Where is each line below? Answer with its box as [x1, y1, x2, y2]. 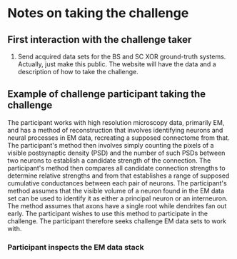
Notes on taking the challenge [7, 5, 189, 21]
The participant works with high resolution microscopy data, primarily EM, [7, 118, 225, 126]
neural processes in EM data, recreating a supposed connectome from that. [7, 133, 230, 142]
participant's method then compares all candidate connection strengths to [7, 163, 226, 172]
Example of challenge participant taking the [7, 88, 206, 101]
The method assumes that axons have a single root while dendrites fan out [7, 201, 227, 210]
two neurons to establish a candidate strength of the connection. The [7, 156, 211, 165]
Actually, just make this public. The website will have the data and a [17, 60, 216, 68]
